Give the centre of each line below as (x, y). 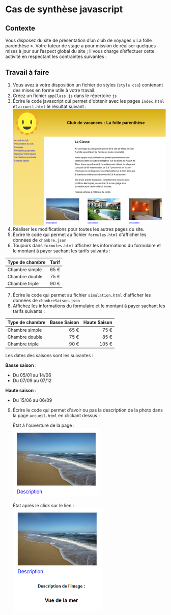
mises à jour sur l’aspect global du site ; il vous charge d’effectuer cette (80, 51)
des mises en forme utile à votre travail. (54, 90)
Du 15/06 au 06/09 (32, 400)
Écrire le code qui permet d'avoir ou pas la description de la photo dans (88, 410)
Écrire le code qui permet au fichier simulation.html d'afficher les (82, 295)
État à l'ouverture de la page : (44, 425)
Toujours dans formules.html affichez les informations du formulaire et (87, 246)
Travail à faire (27, 72)
